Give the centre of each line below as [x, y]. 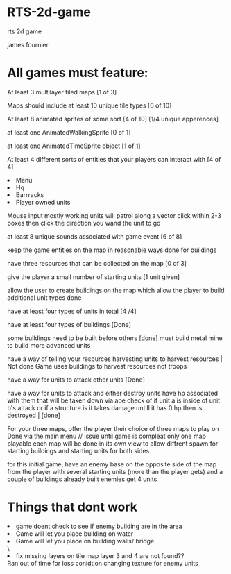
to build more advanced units [49, 345]
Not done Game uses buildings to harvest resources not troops [97, 366]
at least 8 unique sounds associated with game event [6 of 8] [95, 236]
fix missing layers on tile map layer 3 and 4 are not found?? [100, 555]
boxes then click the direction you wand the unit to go [84, 223]
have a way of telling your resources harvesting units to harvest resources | [115, 359]
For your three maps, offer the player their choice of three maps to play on [113, 428]
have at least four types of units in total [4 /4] [72, 311]
